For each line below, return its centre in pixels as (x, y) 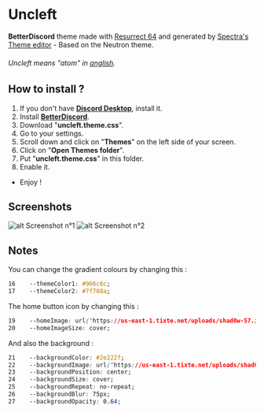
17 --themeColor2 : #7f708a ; (59, 292)
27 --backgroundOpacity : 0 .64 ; (65, 401)
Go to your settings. (51, 133)
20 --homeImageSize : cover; (59, 328)
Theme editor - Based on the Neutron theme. (81, 44)
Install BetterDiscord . (55, 117)
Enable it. (35, 166)
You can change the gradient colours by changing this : (97, 270)
